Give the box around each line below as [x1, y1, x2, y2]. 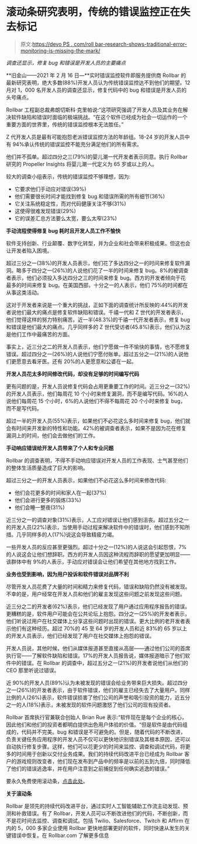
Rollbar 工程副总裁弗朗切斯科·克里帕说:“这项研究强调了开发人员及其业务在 [6, 106, 183, 113]
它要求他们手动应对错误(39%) [14, 185, 87, 193]
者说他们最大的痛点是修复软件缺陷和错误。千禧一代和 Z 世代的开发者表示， [6, 309, 186, 316]
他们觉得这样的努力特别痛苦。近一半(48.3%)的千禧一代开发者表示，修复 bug [6, 316, 191, 323]
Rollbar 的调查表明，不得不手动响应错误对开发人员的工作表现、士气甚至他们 [6, 457, 188, 464]
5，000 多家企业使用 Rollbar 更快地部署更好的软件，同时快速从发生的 [17, 824, 185, 831]
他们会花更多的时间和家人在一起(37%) [14, 489, 107, 496]
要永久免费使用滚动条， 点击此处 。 [6, 777, 88, 784]
